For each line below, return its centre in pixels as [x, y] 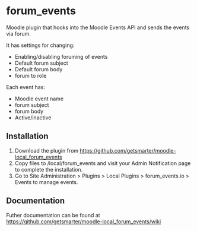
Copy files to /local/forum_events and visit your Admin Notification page [103, 163]
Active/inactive [33, 118]
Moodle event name [39, 99]
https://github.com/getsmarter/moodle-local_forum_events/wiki [84, 221]
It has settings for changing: [40, 45]
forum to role [31, 75]
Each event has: [26, 87]
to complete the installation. [49, 169]
